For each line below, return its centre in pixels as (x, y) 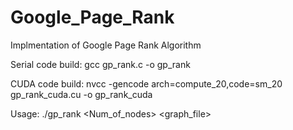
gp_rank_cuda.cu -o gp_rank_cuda (81, 94)
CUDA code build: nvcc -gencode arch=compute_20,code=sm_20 (146, 83)
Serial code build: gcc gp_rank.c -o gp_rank (100, 64)
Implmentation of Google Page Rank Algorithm (106, 45)
